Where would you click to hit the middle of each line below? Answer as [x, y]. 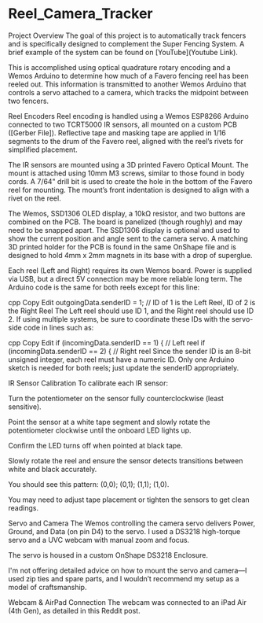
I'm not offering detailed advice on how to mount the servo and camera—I [128, 570]
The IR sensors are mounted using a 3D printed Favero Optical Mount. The [128, 164]
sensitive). [25, 407]
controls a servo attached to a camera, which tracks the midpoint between [128, 92]
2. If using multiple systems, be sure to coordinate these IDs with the [119, 319]
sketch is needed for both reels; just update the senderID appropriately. [124, 367]
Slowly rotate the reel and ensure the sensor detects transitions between [126, 460]
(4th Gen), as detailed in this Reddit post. [74, 610]
